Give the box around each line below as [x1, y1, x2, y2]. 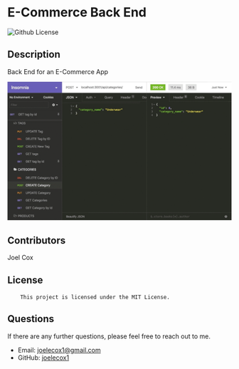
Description [7, 48, 60, 61]
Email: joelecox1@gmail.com [17, 345, 101, 354]
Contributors [7, 234, 66, 246]
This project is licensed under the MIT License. [20, 293, 171, 301]
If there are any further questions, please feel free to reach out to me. [7, 332, 211, 341]
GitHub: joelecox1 [17, 353, 70, 362]
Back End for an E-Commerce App [7, 67, 109, 76]
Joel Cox [7, 254, 33, 262]
